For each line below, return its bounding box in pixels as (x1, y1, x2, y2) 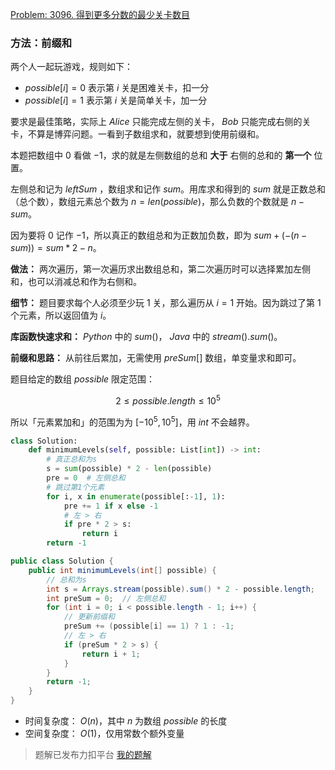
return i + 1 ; (81, 649, 141, 659)
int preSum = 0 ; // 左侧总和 (46, 593, 167, 603)
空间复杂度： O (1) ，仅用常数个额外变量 (24, 728, 185, 740)
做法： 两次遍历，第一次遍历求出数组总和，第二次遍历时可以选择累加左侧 (10, 263, 311, 275)
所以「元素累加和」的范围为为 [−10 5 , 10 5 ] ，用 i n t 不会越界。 (10, 414, 255, 428)
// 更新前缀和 (63, 612, 115, 622)
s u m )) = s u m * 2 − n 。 (10, 242, 102, 254)
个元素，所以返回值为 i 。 (10, 309, 112, 322)
